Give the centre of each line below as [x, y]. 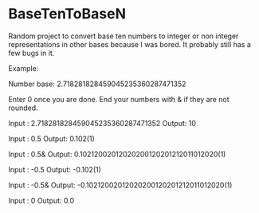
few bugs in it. [31, 53]
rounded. [23, 108]
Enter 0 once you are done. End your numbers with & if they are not [119, 99]
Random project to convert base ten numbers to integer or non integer [124, 36]
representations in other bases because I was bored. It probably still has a [129, 44]
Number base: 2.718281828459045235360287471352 [97, 84]
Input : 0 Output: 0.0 [41, 200]
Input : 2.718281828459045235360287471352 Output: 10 [102, 123]
